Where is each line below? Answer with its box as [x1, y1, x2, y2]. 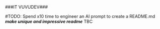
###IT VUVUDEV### [5, 4, 48, 10]
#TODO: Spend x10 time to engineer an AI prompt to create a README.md [5, 14, 156, 19]
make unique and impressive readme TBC [5, 19, 93, 24]
